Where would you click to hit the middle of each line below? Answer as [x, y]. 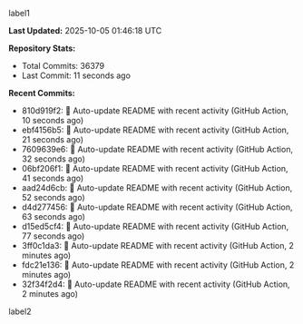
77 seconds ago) [53, 236]
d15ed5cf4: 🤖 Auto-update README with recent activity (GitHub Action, [155, 226]
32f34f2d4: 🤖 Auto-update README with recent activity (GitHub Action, [156, 284]
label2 [20, 311]
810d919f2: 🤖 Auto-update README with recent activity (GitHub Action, [155, 111]
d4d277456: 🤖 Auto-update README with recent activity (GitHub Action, [157, 207]
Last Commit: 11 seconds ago [76, 75]
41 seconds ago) [53, 178]
